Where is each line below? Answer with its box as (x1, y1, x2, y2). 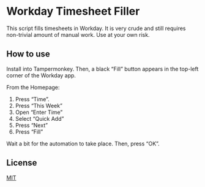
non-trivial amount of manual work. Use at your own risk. (6, 31, 150, 38)
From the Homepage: (6, 83, 60, 91)
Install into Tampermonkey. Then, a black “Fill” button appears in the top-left (6, 65, 199, 72)
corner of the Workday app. (6, 72, 76, 79)
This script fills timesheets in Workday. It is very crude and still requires (6, 25, 186, 32)
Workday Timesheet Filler (6, 4, 140, 18)
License (6, 158, 37, 168)
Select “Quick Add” (15, 115, 64, 122)
